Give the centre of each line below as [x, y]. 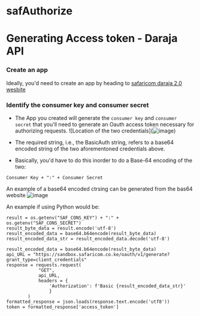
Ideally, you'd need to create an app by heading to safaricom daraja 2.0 [94, 83]
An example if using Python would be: [53, 207]
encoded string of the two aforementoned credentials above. [90, 149]
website [16, 195]
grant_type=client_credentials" [46, 260]
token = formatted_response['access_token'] [63, 307]
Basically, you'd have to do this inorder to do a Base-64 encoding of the [104, 160]
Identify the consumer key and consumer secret [78, 105]
